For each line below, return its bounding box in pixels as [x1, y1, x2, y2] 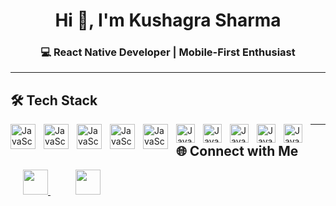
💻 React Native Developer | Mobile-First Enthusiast [40, 45, 296, 59]
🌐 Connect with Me [176, 142, 299, 159]
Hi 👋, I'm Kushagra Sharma [54, 9, 282, 32]
